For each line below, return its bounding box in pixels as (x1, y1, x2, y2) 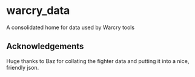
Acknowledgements (6, 41, 84, 52)
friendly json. (6, 64, 39, 71)
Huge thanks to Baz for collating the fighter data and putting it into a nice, (6, 57, 190, 64)
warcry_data (6, 4, 70, 18)
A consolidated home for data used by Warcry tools (6, 24, 135, 31)
